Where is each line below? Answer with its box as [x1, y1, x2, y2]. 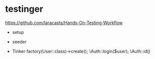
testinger [5, 3, 43, 15]
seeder [12, 38, 27, 45]
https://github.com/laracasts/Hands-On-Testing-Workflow [5, 20, 123, 26]
